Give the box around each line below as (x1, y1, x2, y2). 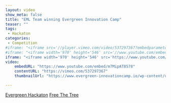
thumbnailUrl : (14, 74, 44, 79)
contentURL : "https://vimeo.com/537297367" (14, 69, 108, 74)
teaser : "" (5, 21, 28, 27)
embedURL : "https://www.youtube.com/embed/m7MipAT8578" (14, 64, 136, 69)
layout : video (5, 7, 36, 13)
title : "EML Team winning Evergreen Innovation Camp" (5, 17, 122, 22)
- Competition (7, 41, 38, 46)
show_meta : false (5, 12, 42, 17)
